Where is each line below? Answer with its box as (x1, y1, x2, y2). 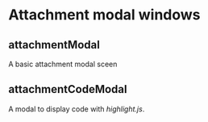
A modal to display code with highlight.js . (8, 103, 145, 114)
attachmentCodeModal (8, 82, 127, 96)
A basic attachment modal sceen (8, 59, 118, 69)
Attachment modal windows (8, 6, 201, 24)
